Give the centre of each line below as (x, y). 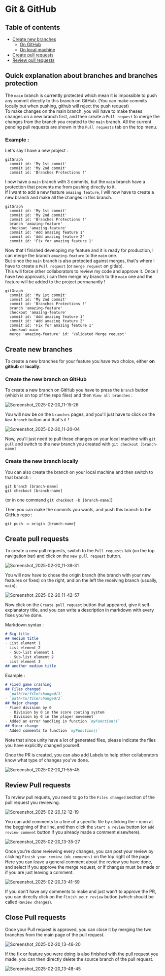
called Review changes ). (29, 902)
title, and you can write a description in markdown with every (92, 610)
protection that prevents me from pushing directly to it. (61, 187)
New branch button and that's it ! (37, 420)
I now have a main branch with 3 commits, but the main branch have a (75, 182)
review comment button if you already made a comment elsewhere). (73, 832)
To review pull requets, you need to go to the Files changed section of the (80, 797)
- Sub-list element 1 (32, 652)
